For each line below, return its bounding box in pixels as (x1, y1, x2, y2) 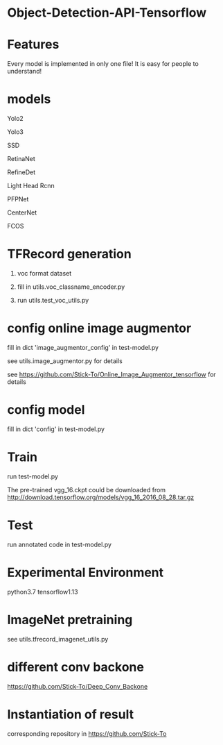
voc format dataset (17, 269, 72, 277)
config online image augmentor (7, 321, 192, 336)
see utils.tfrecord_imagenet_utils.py (7, 635, 109, 643)
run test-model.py (7, 472, 59, 480)
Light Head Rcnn (7, 182, 55, 190)
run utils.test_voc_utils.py (17, 296, 89, 304)
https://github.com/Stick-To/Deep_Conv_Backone (7, 682, 148, 690)
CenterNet (7, 208, 37, 217)
